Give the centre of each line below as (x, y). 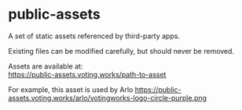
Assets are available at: (46, 66)
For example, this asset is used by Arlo (71, 89)
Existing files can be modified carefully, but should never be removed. (121, 51)
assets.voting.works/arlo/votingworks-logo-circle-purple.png (107, 98)
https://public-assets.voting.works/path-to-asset (87, 74)
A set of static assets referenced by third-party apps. (94, 36)
